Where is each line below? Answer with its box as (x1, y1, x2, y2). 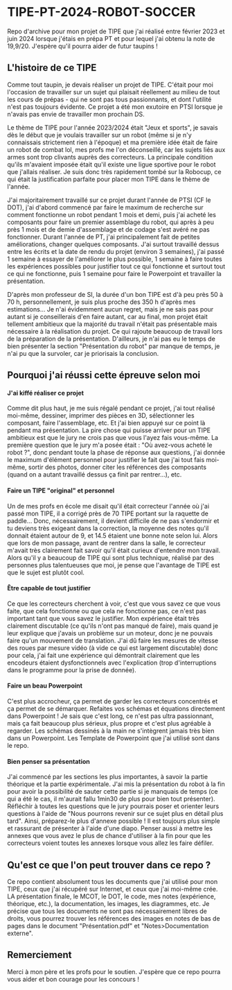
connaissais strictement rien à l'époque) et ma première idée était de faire (7, 138, 218, 146)
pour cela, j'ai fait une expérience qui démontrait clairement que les (7, 651, 199, 659)
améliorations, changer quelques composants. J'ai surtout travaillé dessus (7, 240, 220, 248)
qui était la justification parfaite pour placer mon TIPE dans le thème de (7, 175, 210, 183)
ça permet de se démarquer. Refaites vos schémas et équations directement (7, 704, 225, 712)
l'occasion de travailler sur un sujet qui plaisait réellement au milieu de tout (7, 87, 220, 96)
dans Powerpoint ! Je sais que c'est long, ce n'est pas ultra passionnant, (7, 712, 214, 720)
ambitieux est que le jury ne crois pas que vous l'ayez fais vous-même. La (7, 434, 219, 442)
